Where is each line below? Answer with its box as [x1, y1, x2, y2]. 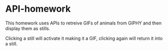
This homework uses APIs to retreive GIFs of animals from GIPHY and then [5, 20, 162, 26]
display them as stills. [5, 25, 50, 31]
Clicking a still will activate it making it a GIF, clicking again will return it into [5, 35, 163, 41]
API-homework [5, 3, 71, 15]
